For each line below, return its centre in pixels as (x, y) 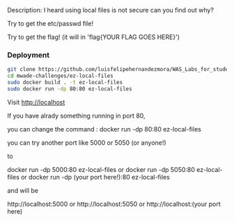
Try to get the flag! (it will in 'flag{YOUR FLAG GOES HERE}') (93, 37)
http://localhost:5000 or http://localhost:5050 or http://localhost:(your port (114, 204)
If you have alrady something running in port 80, (76, 116)
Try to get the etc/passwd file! (50, 23)
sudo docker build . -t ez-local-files (65, 83)
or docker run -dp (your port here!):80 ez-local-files (95, 177)
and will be (23, 190)
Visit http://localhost (36, 102)
